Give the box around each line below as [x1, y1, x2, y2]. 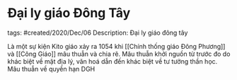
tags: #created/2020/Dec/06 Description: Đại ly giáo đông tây [7, 28, 188, 37]
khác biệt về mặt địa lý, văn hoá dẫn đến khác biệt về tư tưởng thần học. [7, 57, 218, 65]
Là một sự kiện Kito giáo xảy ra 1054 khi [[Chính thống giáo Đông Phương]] [7, 42, 226, 50]
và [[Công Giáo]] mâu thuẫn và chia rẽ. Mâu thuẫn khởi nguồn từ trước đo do [7, 50, 231, 58]
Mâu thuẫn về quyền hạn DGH [7, 64, 96, 73]
